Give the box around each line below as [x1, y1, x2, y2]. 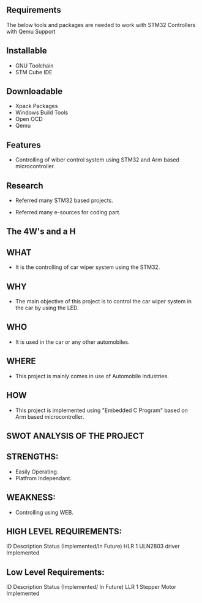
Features [6, 139, 41, 150]
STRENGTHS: [6, 451, 59, 462]
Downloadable [6, 86, 63, 97]
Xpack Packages [15, 103, 58, 110]
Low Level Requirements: [6, 567, 105, 577]
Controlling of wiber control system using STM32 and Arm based [15, 156, 179, 163]
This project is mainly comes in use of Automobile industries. [15, 372, 170, 379]
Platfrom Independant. [15, 474, 72, 481]
